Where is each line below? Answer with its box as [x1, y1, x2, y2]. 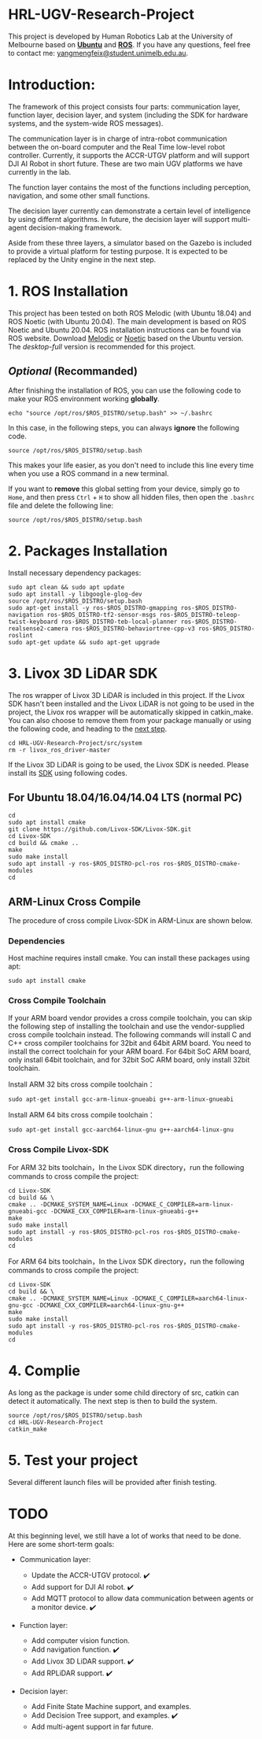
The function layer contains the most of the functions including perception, [8, 183, 251, 192]
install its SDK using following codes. [8, 768, 128, 777]
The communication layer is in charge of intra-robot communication [8, 134, 227, 143]
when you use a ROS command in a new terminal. [8, 468, 169, 478]
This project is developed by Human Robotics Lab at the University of [8, 31, 234, 41]
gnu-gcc [8, 1301, 34, 1309]
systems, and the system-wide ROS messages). [8, 118, 164, 127]
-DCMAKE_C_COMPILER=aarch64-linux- [131, 1294, 248, 1303]
